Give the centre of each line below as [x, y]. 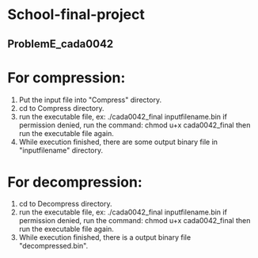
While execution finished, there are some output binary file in [118, 142]
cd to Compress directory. [61, 108]
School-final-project [76, 15]
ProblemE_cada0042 [61, 44]
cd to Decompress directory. [65, 204]
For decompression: [75, 182]
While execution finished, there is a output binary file [105, 237]
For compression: [66, 78]
